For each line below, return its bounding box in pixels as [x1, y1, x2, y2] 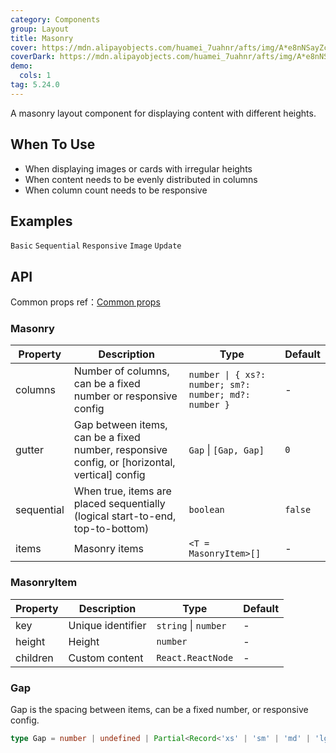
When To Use [10, 136, 96, 153]
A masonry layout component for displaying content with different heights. [10, 107, 317, 119]
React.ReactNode [156, 652, 234, 663]
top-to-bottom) [73, 522, 150, 536]
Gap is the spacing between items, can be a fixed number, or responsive [10, 704, 309, 716]
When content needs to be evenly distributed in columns [24, 173, 258, 185]
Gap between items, [73, 418, 168, 432]
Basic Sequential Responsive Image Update [10, 241, 182, 251]
